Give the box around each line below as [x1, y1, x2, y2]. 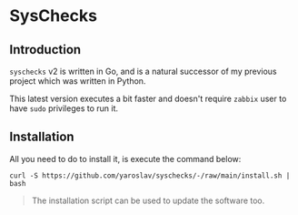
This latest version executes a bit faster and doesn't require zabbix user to [9, 93, 287, 104]
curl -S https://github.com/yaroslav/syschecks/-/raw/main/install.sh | [9, 170, 291, 180]
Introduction [9, 42, 82, 57]
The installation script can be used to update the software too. [31, 195, 265, 206]
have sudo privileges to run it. [9, 103, 119, 114]
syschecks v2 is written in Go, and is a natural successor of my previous [9, 66, 277, 77]
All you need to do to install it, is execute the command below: [9, 153, 242, 164]
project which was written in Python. [9, 76, 146, 87]
